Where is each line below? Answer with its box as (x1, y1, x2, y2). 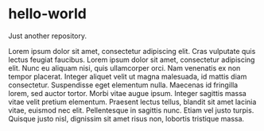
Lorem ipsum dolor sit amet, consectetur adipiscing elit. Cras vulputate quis (8, 46, 256, 56)
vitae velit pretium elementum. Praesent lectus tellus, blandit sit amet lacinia (8, 97, 257, 106)
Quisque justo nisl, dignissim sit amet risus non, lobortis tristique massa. (8, 114, 245, 123)
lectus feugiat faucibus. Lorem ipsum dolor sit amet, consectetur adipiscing (8, 55, 255, 64)
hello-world (8, 5, 87, 23)
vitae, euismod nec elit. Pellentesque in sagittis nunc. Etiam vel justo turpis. (8, 105, 254, 115)
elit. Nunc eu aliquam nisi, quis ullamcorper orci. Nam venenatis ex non (8, 63, 241, 72)
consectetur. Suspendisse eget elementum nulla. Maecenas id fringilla (8, 80, 239, 90)
